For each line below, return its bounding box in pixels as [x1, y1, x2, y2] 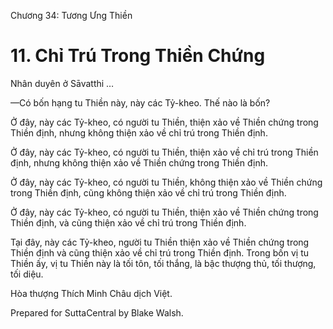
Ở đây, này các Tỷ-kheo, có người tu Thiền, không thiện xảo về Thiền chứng [10, 176, 323, 188]
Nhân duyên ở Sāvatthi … [10, 77, 115, 89]
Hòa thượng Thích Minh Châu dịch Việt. [10, 287, 173, 299]
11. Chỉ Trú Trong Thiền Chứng [10, 45, 266, 67]
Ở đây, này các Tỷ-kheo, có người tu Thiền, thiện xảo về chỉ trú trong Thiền [10, 146, 319, 158]
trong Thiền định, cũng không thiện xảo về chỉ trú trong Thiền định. [10, 186, 287, 199]
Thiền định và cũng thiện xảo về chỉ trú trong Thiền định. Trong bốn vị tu [10, 246, 310, 259]
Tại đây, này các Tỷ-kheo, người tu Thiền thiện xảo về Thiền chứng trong [10, 236, 310, 248]
